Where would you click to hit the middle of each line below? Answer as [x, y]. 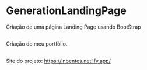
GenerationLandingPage [66, 11]
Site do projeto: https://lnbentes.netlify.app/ [58, 61]
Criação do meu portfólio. [37, 44]
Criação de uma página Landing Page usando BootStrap [73, 27]
